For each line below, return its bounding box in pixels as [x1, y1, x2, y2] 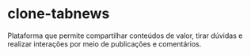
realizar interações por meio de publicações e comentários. [7, 39, 202, 48]
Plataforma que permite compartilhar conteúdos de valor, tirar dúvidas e [7, 31, 243, 40]
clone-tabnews [7, 5, 110, 23]
